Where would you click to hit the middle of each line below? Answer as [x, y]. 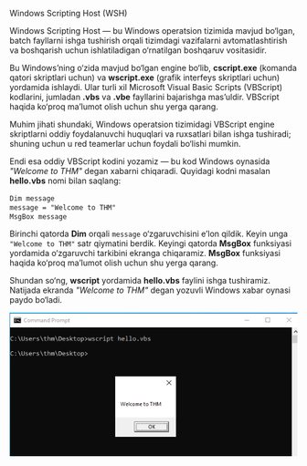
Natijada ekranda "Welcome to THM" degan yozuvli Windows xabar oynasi [150, 290]
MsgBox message [38, 217]
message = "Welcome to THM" [63, 208]
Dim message [32, 199]
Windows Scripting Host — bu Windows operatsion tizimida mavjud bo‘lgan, [152, 31]
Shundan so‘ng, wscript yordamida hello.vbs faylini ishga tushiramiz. [140, 280]
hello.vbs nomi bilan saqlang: [65, 181]
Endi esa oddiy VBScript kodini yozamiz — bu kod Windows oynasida [140, 161]
